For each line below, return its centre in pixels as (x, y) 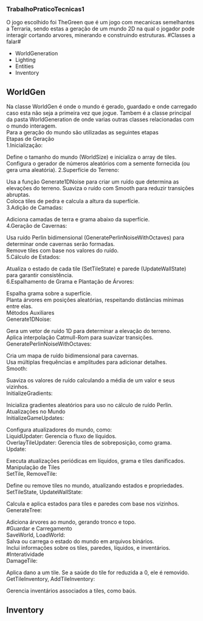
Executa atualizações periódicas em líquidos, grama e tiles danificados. (96, 461)
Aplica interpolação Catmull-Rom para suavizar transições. (80, 338)
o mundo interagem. (32, 126)
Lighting (25, 60)
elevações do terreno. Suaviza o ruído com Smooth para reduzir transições (100, 188)
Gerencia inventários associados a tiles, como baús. (71, 591)
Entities (24, 66)
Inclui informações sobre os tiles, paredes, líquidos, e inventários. (88, 548)
